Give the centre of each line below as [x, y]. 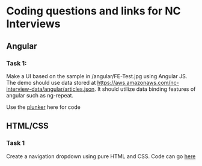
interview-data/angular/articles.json [50, 89]
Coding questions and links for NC [94, 11]
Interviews [33, 24]
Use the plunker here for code [44, 107]
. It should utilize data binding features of [145, 89]
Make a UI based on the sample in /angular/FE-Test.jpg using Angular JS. [97, 76]
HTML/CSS [28, 126]
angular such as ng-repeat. [40, 95]
